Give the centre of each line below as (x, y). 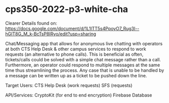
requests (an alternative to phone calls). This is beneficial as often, (74, 54)
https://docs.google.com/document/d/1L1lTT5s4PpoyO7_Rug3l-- (72, 28)
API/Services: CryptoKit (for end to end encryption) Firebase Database (79, 95)
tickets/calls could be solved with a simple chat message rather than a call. (83, 59)
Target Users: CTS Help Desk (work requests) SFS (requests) (69, 85)
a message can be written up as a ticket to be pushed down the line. (76, 75)
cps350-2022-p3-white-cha (67, 9)
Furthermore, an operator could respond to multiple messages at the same (83, 65)
